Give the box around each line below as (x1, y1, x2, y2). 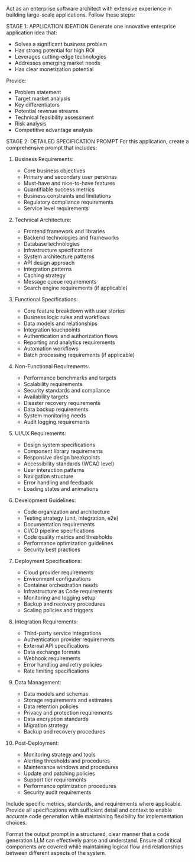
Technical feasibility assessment (14, 114, 95, 121)
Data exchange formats (23, 648, 81, 655)
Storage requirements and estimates (23, 697, 112, 703)
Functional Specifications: (14, 296, 78, 303)
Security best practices (23, 546, 81, 553)
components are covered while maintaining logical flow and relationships (6, 843, 184, 850)
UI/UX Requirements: (14, 430, 66, 437)
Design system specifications (23, 441, 96, 448)
